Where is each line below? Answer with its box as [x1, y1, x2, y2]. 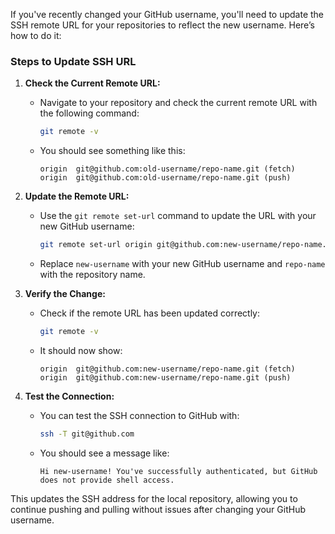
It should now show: [39, 344, 123, 356]
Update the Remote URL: [24, 190, 130, 203]
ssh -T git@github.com [39, 429, 135, 439]
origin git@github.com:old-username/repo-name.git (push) [39, 173, 292, 183]
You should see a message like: [39, 447, 170, 459]
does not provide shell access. [39, 475, 175, 485]
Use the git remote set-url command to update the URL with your [39, 210, 317, 222]
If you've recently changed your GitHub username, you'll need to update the [10, 9, 325, 20]
